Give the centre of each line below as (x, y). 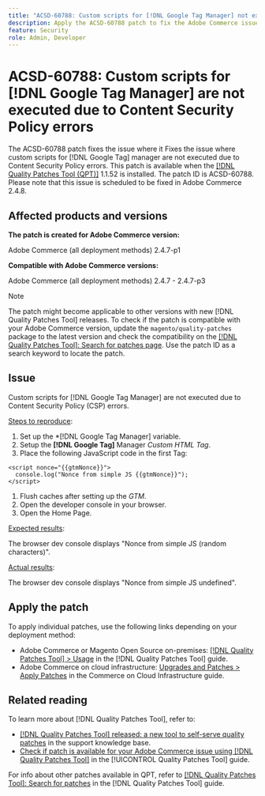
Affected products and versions (88, 215)
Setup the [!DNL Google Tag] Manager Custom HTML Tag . (115, 444)
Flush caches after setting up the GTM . (83, 496)
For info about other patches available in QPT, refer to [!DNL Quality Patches (132, 775)
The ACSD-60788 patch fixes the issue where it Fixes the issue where (122, 149)
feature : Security (38, 30)
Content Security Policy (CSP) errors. (69, 406)
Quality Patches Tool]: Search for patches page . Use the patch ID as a (122, 345)
